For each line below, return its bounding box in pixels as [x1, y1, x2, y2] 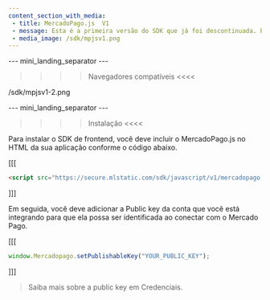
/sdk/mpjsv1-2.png [8, 88, 71, 97]
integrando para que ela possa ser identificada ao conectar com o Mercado [8, 212, 259, 222]
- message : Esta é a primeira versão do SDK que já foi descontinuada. [11, 27, 257, 35]
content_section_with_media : [8, 11, 106, 20]
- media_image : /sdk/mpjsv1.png [11, 34, 121, 43]
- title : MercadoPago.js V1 [11, 19, 110, 27]
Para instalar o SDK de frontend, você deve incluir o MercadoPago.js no [8, 134, 247, 144]
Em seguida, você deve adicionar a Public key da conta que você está [8, 204, 239, 214]
